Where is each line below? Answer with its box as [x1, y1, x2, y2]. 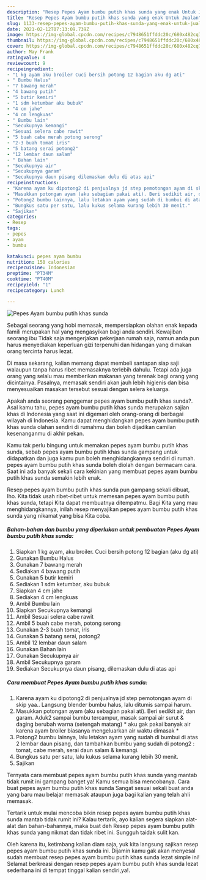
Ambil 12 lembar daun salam [15, 639, 87, 646]
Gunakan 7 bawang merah [15, 561, 83, 568]
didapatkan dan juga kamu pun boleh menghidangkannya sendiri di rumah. [7, 454, 195, 462]
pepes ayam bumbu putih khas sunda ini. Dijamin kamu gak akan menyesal [7, 847, 196, 854]
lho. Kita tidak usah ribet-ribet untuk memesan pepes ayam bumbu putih [7, 492, 189, 499]
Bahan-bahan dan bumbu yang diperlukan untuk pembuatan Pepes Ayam [7, 526, 200, 533]
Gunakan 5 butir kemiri [15, 573, 73, 581]
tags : [7, 225, 21, 231]
